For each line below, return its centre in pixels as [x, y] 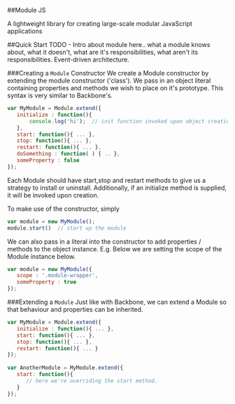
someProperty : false [48, 160]
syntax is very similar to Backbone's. [60, 95]
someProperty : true [47, 282]
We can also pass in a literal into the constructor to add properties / [104, 242]
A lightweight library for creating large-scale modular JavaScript [100, 23]
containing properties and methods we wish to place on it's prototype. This [115, 88]
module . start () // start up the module [67, 228]
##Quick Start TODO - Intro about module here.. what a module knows [109, 44]
